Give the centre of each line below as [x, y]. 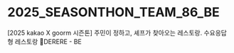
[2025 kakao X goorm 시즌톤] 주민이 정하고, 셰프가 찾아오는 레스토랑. [105, 33]
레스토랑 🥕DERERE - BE [48, 41]
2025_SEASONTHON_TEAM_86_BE [113, 12]
